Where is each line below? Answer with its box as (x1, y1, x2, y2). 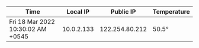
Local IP (66, 8, 90, 15)
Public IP (110, 8, 136, 15)
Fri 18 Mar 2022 (9, 18, 55, 25)
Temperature (152, 8, 190, 15)
